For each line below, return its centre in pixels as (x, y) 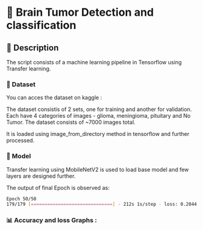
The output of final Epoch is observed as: (58, 188)
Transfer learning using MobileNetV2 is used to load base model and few (98, 169)
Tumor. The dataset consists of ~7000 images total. (71, 122)
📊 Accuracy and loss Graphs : (52, 220)
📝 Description (33, 48)
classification (41, 25)
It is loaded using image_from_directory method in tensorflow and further (98, 134)
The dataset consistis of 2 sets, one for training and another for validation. (99, 109)
